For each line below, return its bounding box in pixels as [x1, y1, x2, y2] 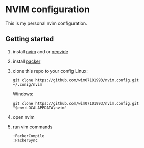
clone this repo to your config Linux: [12, 68, 88, 74]
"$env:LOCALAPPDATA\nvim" [12, 105, 67, 110]
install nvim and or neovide [12, 48, 69, 54]
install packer [12, 58, 41, 64]
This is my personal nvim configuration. [5, 20, 87, 26]
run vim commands [12, 124, 53, 130]
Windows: [12, 91, 34, 97]
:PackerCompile [12, 133, 45, 138]
